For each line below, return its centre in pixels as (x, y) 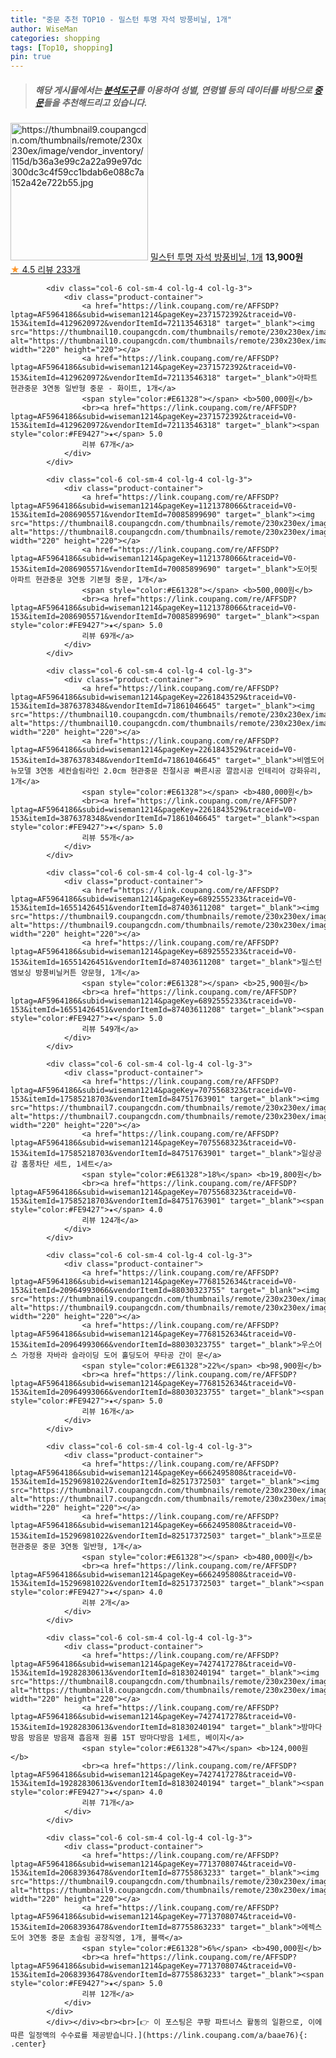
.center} (28, 2044)
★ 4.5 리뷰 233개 (45, 270)
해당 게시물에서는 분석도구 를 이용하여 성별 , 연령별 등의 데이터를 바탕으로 (173, 90)
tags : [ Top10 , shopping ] (62, 47)
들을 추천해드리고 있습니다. (95, 102)
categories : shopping (55, 38)
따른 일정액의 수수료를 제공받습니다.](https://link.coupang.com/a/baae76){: (159, 2036)
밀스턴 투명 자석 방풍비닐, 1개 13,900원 (226, 257)
